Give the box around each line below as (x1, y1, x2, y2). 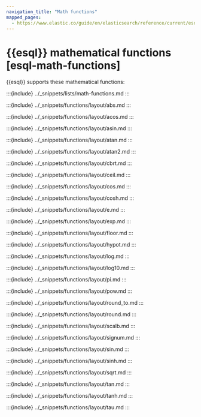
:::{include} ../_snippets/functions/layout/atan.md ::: (6, 136, 133, 144)
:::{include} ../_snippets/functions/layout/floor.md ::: (6, 229, 133, 237)
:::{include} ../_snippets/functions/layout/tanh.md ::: (6, 392, 133, 400)
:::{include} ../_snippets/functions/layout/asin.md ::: (6, 125, 133, 132)
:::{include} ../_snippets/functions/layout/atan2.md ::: (6, 148, 136, 155)
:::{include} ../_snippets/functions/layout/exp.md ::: (6, 218, 132, 225)
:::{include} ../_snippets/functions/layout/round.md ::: (6, 311, 136, 318)
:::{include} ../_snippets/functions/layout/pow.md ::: (6, 287, 133, 295)
